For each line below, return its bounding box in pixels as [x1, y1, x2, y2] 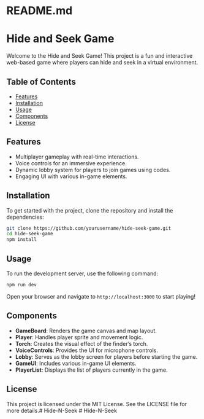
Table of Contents [6, 76, 77, 87]
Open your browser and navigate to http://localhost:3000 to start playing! [6, 292, 196, 300]
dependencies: [6, 213, 44, 221]
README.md [6, 4, 73, 18]
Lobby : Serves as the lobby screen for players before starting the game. [15, 353, 198, 360]
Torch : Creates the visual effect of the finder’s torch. [15, 340, 148, 347]
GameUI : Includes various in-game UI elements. [15, 359, 137, 367]
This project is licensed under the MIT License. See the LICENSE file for [6, 400, 187, 407]
